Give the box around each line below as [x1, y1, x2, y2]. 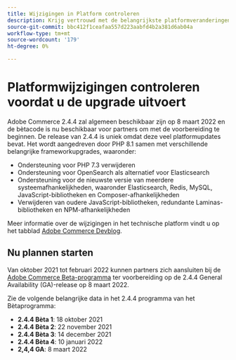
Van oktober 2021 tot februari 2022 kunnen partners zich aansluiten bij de [7, 265, 221, 274]
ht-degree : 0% [7, 43, 49, 50]
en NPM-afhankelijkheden [55, 205, 131, 214]
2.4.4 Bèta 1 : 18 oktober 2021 [17, 315, 103, 324]
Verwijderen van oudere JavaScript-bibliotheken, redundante [17, 198, 195, 206]
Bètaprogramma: [7, 301, 56, 309]
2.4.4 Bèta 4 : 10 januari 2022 [17, 338, 103, 346]
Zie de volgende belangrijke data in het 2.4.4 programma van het [7, 294, 195, 302]
